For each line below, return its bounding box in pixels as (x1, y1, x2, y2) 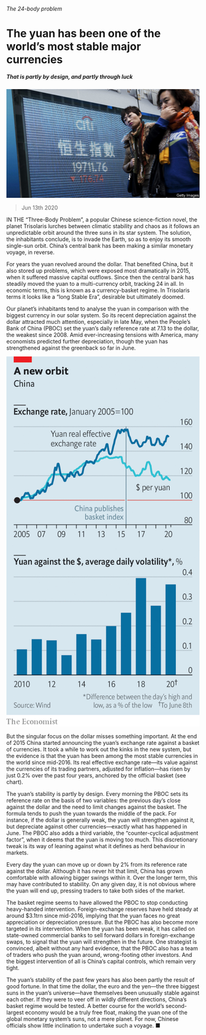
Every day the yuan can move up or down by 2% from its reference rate (6, 861, 188, 868)
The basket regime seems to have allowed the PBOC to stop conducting (6, 899, 188, 907)
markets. (6, 849, 29, 857)
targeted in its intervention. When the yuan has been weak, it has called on (6, 925, 195, 932)
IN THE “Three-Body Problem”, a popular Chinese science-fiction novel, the (6, 216, 197, 224)
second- (165, 1002, 187, 1010)
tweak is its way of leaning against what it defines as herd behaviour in (6, 843, 185, 850)
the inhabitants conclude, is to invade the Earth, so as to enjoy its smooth (6, 235, 191, 243)
